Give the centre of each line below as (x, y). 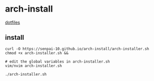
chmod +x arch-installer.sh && (37, 53)
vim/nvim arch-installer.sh (34, 66)
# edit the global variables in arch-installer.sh (58, 62)
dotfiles (13, 22)
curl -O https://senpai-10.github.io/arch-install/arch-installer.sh (77, 49)
